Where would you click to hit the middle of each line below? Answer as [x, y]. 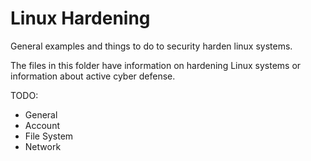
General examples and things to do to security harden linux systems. [151, 46]
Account [42, 125]
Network [43, 146]
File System [49, 136]
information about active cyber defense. [93, 76]
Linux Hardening [80, 18]
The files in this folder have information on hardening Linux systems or [156, 65]
